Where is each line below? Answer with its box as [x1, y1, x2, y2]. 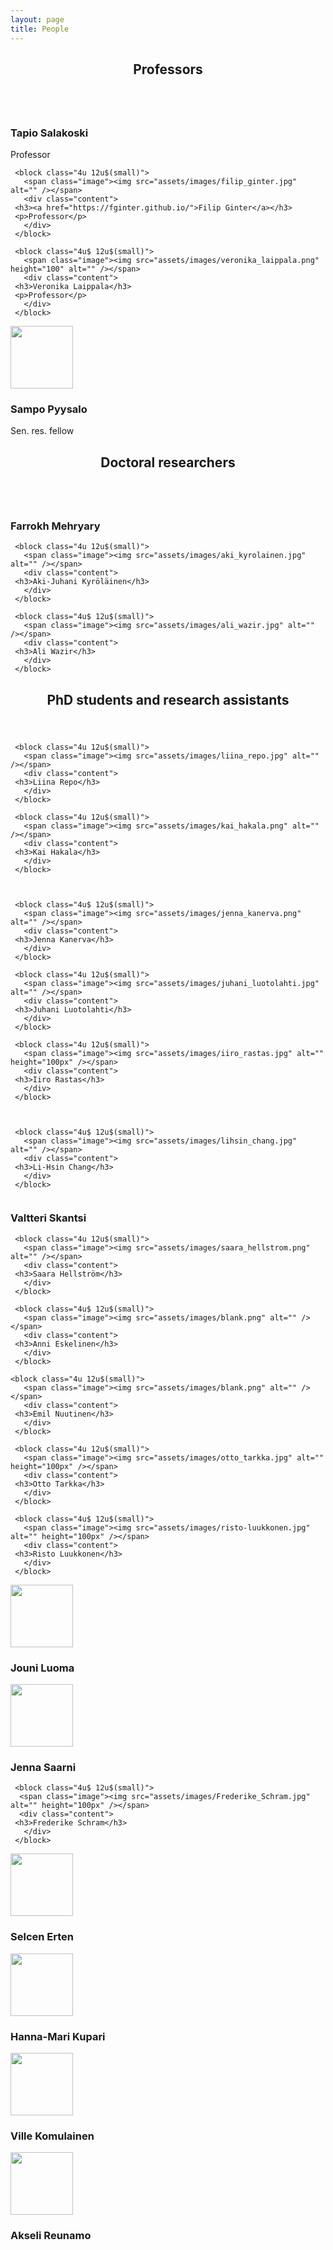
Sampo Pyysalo [10, 402, 88, 416]
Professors [133, 61, 203, 78]
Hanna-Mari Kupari [10, 2029, 106, 2043]
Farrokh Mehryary [10, 519, 101, 533]
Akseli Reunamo [10, 2229, 92, 2243]
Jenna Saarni [10, 1761, 77, 1775]
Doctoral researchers [100, 454, 236, 471]
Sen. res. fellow [10, 425, 75, 437]
